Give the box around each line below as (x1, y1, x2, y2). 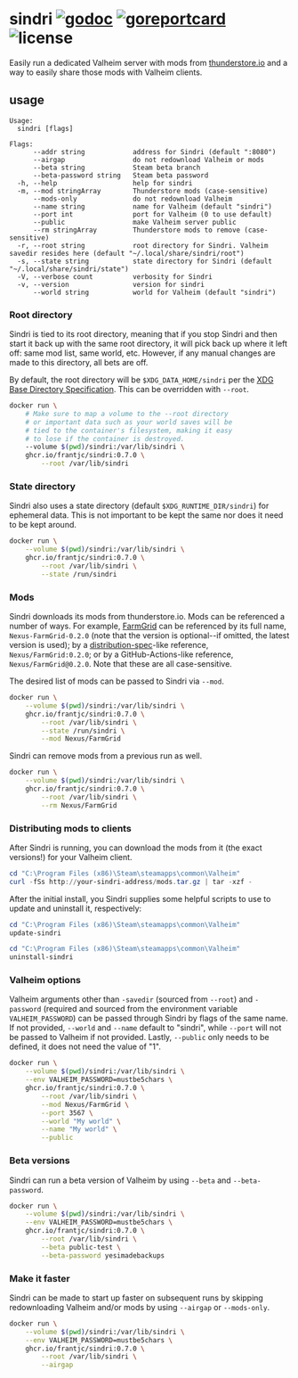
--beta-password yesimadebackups (41, 1251, 165, 1260)
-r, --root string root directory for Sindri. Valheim (17, 241, 269, 250)
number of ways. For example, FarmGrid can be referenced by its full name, (9, 620, 287, 632)
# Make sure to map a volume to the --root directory (25, 409, 229, 418)
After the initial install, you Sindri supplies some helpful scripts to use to (9, 893, 271, 904)
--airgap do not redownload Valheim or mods (32, 155, 265, 164)
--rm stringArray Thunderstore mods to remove (32, 226, 241, 234)
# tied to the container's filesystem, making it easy (25, 426, 233, 435)
